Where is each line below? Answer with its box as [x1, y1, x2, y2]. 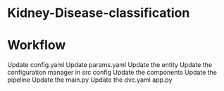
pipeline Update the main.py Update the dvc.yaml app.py [7, 75, 173, 84]
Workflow [7, 37, 66, 54]
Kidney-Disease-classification [7, 5, 190, 21]
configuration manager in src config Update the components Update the [7, 68, 217, 77]
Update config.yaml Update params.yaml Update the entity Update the [7, 61, 213, 69]
